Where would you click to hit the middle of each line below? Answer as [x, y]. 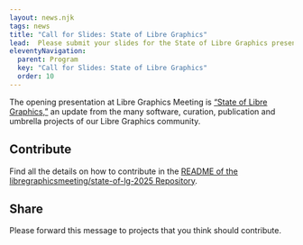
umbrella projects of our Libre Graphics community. [105, 121]
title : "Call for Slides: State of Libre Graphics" [108, 34]
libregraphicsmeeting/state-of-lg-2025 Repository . [104, 180]
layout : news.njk [42, 18]
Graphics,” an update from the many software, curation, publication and [142, 111]
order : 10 [36, 77]
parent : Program [48, 59]
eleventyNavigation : [48, 51]
